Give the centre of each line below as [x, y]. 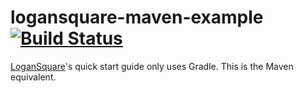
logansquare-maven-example [137, 17]
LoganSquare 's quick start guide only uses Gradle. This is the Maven [152, 66]
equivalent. [33, 77]
